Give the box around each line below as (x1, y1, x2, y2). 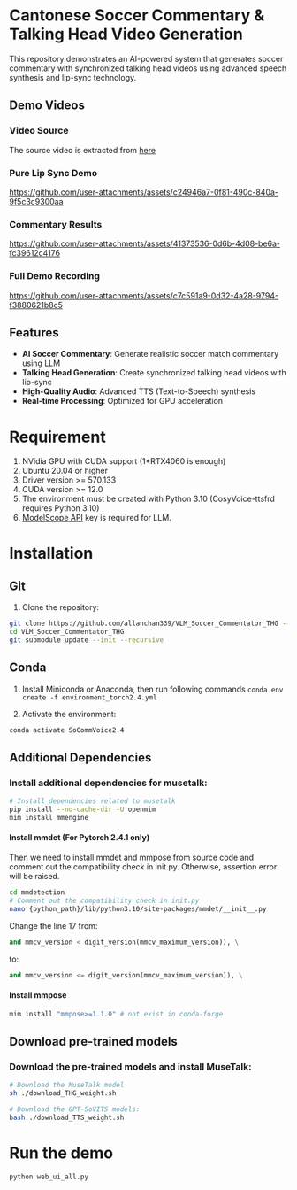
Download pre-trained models (9, 1033, 179, 1049)
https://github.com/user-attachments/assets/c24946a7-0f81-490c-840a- (9, 187, 279, 197)
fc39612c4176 (9, 248, 60, 259)
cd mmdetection (9, 888, 65, 897)
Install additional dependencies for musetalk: (9, 777, 208, 789)
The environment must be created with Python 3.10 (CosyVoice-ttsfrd (21, 493, 276, 505)
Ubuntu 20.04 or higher (21, 466, 109, 476)
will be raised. (9, 871, 60, 882)
